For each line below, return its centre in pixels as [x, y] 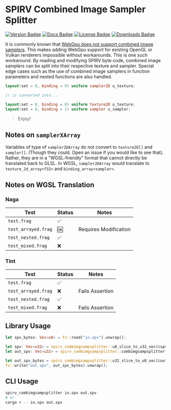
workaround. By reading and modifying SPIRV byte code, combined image [83, 60]
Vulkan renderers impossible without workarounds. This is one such [76, 55]
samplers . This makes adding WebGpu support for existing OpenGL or [79, 49]
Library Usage [28, 326]
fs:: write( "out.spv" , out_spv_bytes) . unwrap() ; [57, 365]
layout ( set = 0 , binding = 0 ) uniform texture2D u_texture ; [70, 104]
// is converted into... [32, 95]
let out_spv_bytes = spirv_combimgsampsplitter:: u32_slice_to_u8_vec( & [83, 361]
